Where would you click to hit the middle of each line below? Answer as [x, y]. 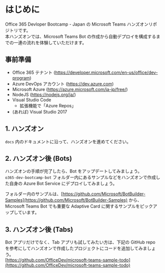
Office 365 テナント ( [34, 72]
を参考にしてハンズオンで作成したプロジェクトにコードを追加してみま [76, 248]
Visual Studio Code [32, 100]
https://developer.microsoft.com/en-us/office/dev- [106, 72]
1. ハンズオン [24, 129]
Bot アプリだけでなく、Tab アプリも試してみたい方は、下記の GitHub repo [80, 242]
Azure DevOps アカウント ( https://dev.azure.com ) [63, 84]
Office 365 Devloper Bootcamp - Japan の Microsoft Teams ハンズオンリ [79, 24]
